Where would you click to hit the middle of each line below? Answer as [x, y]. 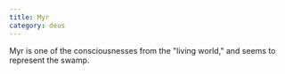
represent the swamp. [49, 60]
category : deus [37, 26]
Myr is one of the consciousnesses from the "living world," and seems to [142, 50]
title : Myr [29, 17]
